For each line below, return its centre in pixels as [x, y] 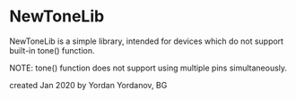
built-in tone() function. [52, 50]
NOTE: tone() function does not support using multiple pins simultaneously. [148, 68]
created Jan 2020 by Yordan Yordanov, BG [88, 85]
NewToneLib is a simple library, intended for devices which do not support [147, 41]
